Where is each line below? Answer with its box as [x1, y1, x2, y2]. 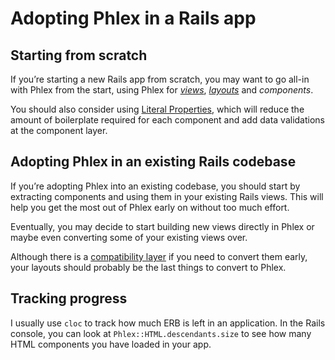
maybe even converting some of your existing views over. [10, 231, 248, 243]
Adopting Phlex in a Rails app [10, 7, 257, 30]
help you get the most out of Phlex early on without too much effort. [10, 201, 290, 213]
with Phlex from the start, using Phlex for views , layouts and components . [10, 84, 314, 96]
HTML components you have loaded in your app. [10, 338, 212, 350]
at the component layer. [10, 125, 108, 136]
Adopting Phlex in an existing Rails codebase [10, 153, 297, 171]
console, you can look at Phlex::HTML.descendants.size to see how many [10, 327, 312, 339]
